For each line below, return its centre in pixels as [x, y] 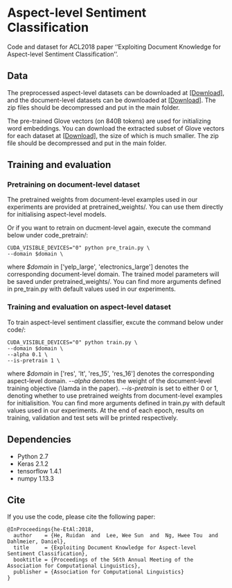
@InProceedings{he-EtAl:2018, [51, 530]
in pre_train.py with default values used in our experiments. [92, 289]
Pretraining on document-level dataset [74, 185]
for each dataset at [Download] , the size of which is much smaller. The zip [113, 135]
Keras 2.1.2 [33, 464]
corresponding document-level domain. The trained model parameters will [113, 274]
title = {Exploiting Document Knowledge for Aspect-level [105, 548]
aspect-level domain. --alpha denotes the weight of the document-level [110, 380]
